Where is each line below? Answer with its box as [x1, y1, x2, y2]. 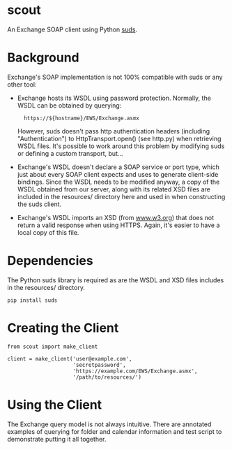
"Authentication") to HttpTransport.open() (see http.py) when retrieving [17, 134, 222, 143]
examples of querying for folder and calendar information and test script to [7, 427, 222, 435]
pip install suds [7, 296, 58, 304]
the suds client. [17, 200, 62, 208]
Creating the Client [7, 320, 119, 335]
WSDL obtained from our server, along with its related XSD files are [17, 184, 210, 194]
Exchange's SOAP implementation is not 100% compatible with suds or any [7, 73, 223, 81]
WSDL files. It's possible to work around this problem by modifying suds [17, 142, 225, 150]
